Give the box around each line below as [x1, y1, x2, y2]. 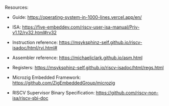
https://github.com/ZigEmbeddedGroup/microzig [12, 80, 115, 86]
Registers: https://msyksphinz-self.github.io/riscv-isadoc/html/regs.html [12, 65, 164, 70]
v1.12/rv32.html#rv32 [12, 30, 57, 35]
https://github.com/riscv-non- [95, 90, 159, 96]
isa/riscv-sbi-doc [12, 95, 49, 101]
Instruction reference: [12, 39, 58, 45]
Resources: [5, 5, 29, 10]
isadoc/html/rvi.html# [12, 45, 58, 50]
